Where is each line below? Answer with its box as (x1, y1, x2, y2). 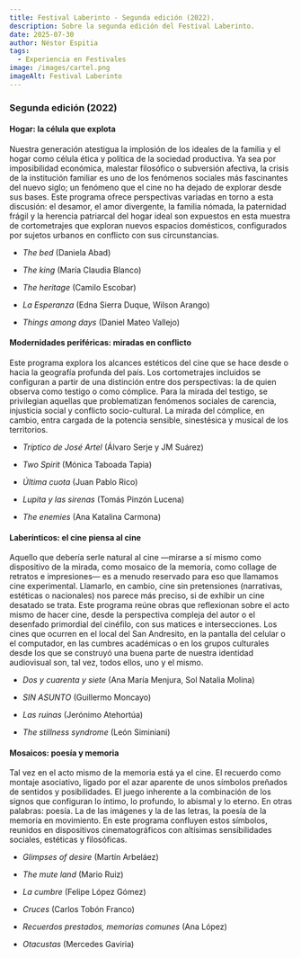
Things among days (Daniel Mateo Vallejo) (22, 317, 181, 327)
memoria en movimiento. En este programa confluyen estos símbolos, (9, 815, 268, 826)
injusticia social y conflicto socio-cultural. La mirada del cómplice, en (9, 406, 265, 416)
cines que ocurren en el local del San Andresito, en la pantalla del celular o (9, 629, 286, 640)
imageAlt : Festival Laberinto (9, 72, 123, 81)
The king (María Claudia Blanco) (22, 264, 142, 275)
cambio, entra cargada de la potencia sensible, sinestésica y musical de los (9, 415, 289, 425)
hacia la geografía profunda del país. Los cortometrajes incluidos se (9, 367, 261, 378)
